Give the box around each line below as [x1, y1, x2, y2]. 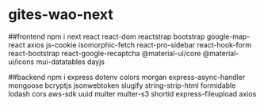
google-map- [206, 32, 251, 41]
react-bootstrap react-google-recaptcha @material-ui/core [8, 48, 201, 58]
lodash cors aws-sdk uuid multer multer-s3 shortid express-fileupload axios [8, 89, 257, 98]
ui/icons [8, 57, 35, 66]
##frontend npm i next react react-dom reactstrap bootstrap [8, 32, 205, 41]
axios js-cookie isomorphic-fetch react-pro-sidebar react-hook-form [26, 40, 252, 49]
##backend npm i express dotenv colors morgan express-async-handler [8, 72, 246, 81]
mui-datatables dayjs [36, 57, 105, 66]
